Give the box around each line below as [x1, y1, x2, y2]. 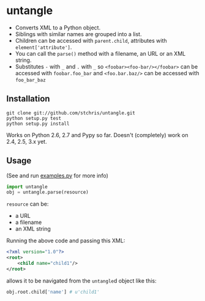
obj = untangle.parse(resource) [6, 189, 89, 196]
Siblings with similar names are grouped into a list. [15, 30, 142, 37]
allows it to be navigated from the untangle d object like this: [6, 277, 157, 284]
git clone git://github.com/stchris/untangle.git [6, 110, 136, 116]
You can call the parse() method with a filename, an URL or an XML [15, 50, 186, 57]
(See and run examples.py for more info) [6, 172, 108, 179]
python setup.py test [6, 115, 62, 121]
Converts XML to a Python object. [15, 24, 101, 31]
